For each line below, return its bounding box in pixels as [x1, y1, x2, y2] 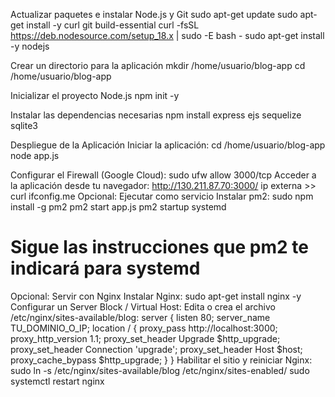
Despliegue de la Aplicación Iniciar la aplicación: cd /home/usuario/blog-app [10, 139, 326, 151]
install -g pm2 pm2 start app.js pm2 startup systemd [10, 201, 227, 213]
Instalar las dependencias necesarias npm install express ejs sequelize [10, 109, 302, 121]
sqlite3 [10, 120, 38, 131]
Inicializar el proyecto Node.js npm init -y [10, 90, 180, 101]
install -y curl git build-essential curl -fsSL [26, 19, 200, 31]
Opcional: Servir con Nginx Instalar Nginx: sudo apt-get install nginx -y [10, 290, 302, 302]
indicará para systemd [10, 257, 201, 280]
